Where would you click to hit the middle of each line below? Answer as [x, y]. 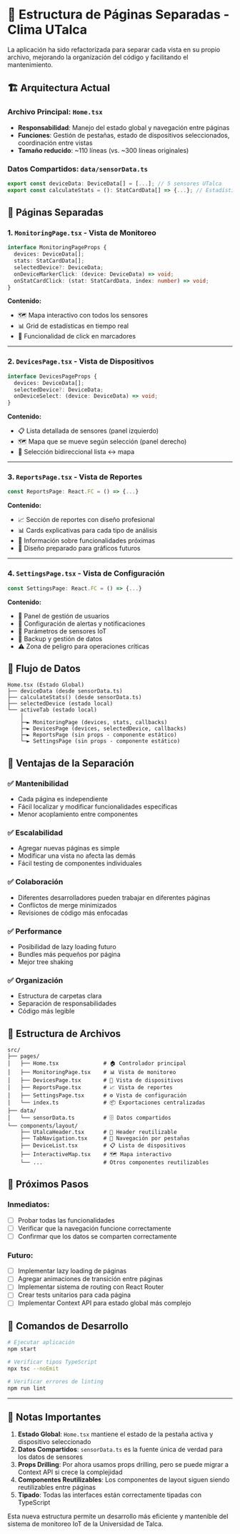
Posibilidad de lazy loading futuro [67, 946]
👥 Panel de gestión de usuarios [63, 616]
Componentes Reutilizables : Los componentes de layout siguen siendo [124, 1480]
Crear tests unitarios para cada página [74, 1295]
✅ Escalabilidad [35, 833]
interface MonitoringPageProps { [57, 248]
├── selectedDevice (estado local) [60, 704]
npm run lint [27, 1388]
